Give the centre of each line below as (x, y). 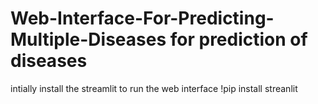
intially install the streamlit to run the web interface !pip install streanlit (154, 88)
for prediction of (238, 39)
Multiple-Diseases (88, 39)
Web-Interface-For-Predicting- (142, 18)
